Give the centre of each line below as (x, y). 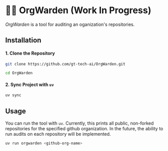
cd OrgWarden (19, 73)
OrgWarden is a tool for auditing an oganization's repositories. (70, 24)
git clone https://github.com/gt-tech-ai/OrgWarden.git (65, 64)
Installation (23, 40)
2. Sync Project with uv (30, 84)
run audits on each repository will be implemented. (58, 134)
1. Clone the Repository (30, 53)
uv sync (13, 95)
